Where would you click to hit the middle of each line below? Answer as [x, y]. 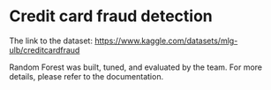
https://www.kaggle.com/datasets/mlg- [166, 41]
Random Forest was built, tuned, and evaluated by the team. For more [136, 67]
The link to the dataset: [51, 41]
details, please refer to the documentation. [87, 76]
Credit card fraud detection [111, 16]
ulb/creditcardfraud [45, 49]
